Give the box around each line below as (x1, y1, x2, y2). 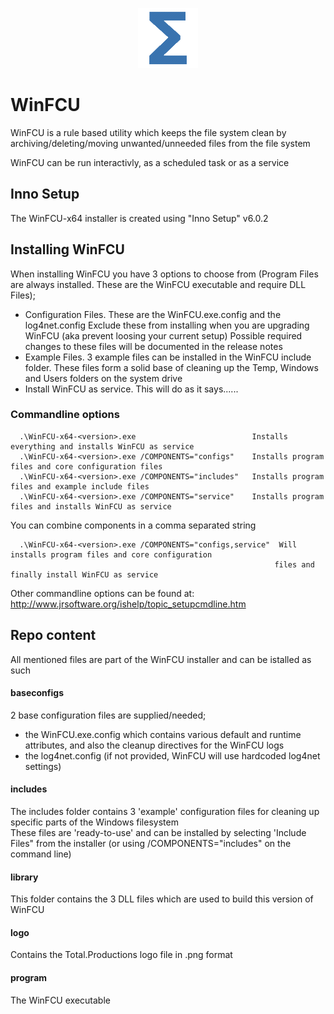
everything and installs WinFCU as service (10, 441, 195, 452)
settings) (24, 760, 62, 772)
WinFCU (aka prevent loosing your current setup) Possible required (24, 329, 303, 342)
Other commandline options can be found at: (10, 587, 195, 599)
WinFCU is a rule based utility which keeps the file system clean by (10, 126, 287, 138)
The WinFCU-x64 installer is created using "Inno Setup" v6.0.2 (10, 212, 269, 224)
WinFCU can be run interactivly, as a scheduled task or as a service (10, 156, 290, 168)
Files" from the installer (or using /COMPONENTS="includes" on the (10, 838, 292, 850)
